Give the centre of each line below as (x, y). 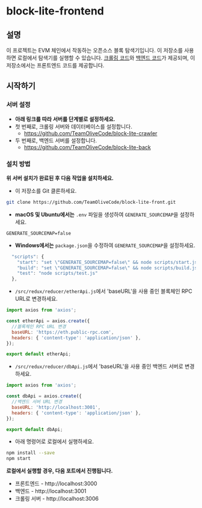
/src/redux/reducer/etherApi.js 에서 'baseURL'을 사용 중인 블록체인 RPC (103, 291)
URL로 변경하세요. (36, 299)
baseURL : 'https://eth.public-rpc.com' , (63, 332)
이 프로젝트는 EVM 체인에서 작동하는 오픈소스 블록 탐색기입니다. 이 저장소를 (95, 50)
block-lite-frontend (55, 11)
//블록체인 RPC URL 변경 (39, 326)
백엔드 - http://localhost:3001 (50, 491)
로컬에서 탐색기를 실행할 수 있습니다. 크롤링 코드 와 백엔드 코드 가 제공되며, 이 (106, 58)
